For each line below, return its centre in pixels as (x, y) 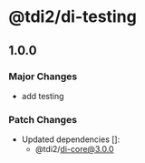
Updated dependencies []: (71, 139)
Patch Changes (43, 119)
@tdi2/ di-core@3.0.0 (74, 149)
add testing (43, 96)
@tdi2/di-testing (72, 17)
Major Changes (43, 76)
